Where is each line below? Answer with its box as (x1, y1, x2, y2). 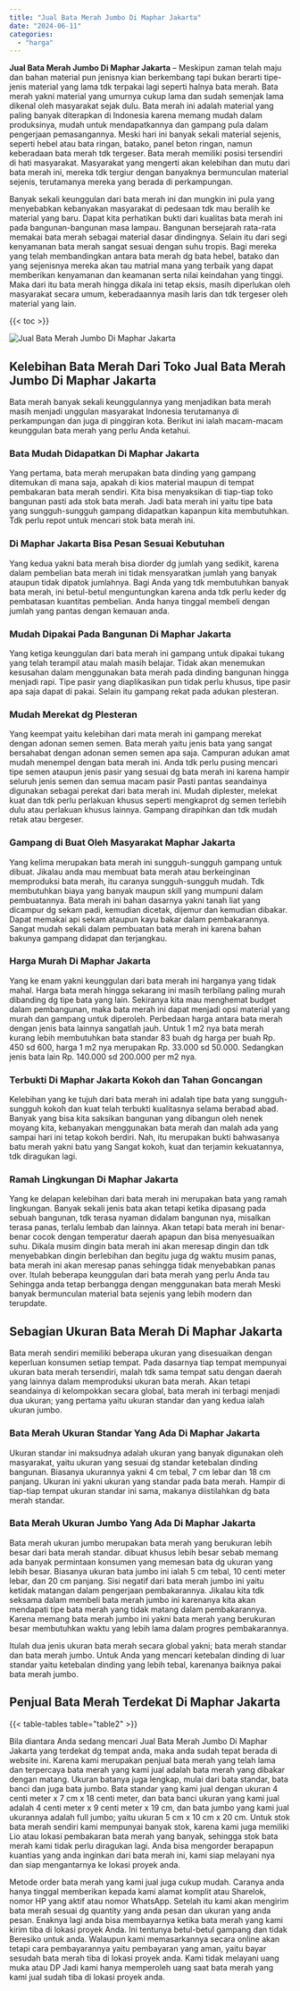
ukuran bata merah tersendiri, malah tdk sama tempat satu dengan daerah (9, 1367, 283, 1378)
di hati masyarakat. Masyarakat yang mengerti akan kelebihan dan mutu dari (9, 157, 290, 168)
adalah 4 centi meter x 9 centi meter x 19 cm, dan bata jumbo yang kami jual (9, 1802, 290, 1813)
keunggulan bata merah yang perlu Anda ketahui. (9, 426, 191, 436)
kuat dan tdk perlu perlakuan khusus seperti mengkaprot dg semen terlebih (9, 795, 287, 806)
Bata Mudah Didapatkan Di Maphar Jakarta (9, 447, 200, 460)
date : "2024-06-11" (9, 21, 82, 30)
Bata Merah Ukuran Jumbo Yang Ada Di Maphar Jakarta (9, 1517, 256, 1530)
